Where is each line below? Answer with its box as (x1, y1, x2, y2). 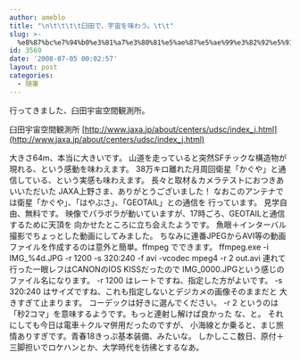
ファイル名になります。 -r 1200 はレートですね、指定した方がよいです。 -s (9, 275, 283, 285)
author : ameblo (9, 12, 66, 22)
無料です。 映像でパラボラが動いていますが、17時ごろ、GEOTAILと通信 (24, 208, 286, 218)
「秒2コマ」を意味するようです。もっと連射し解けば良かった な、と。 (9, 308, 266, 319)
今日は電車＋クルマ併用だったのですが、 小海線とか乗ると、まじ (39, 319, 277, 330)
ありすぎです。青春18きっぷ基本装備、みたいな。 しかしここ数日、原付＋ (16, 331, 285, 341)
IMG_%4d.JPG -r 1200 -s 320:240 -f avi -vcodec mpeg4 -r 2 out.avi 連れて (9, 252, 287, 263)
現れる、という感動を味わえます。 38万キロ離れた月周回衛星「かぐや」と (9, 163, 279, 174)
